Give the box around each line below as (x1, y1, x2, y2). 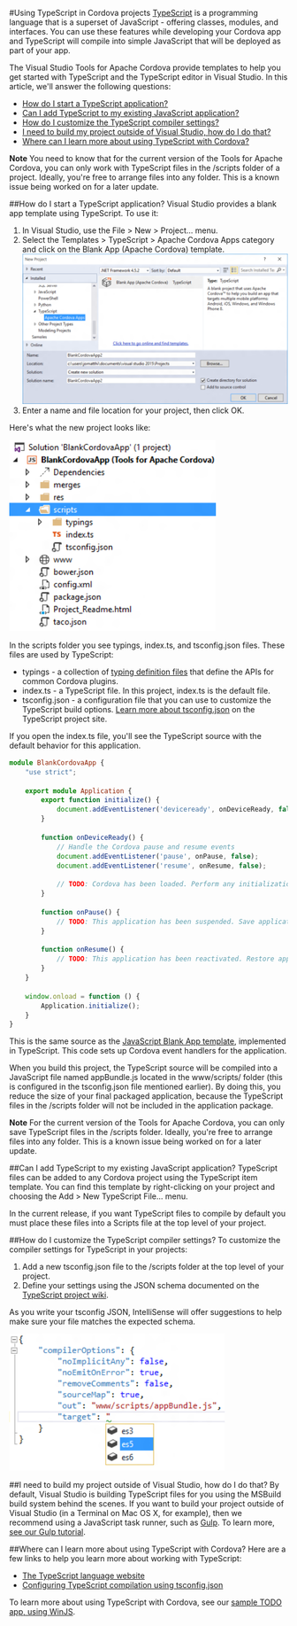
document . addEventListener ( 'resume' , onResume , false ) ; (56, 861, 267, 870)
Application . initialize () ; (41, 1001, 141, 1010)
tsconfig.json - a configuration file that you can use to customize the (21, 695, 271, 705)
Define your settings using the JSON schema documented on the (21, 1280, 260, 1291)
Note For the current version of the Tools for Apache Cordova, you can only (9, 1117, 286, 1128)
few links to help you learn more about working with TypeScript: (9, 1553, 242, 1564)
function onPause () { (41, 907, 121, 916)
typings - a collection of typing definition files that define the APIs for (21, 666, 274, 677)
